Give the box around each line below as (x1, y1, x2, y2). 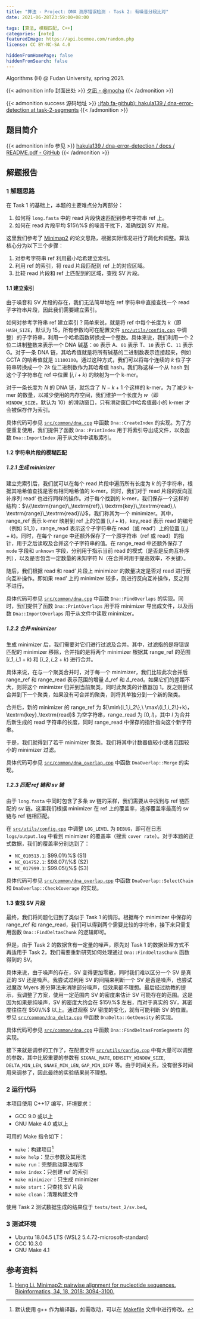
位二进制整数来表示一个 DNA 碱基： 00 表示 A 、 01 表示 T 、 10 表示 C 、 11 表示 (6, 341, 193, 348)
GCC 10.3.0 (14, 1240, 43, 1247)
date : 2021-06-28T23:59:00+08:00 (6, 14, 89, 20)
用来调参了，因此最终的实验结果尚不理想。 (6, 1069, 111, 1076)
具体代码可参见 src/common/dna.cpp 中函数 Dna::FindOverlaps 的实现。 (6, 595, 179, 602)
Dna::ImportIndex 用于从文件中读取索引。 (12, 434, 115, 441)
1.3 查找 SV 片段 (6, 899, 46, 906)
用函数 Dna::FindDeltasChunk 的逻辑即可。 (6, 929, 110, 936)
